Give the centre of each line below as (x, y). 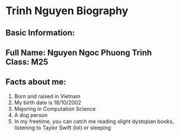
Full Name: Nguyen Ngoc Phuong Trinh (79, 52)
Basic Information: (40, 33)
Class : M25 (27, 62)
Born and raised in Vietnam (47, 96)
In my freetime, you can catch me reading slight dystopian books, (94, 121)
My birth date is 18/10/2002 (47, 102)
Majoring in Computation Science (55, 109)
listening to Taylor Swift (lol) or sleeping (62, 128)
